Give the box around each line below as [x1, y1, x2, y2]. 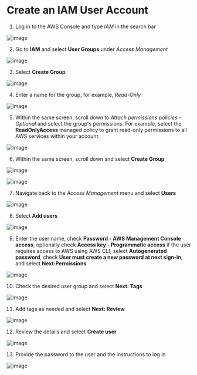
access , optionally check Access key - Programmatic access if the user [15, 241, 191, 248]
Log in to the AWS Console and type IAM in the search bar [15, 23, 156, 30]
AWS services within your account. [15, 133, 100, 140]
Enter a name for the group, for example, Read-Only [15, 91, 141, 98]
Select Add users [15, 212, 58, 219]
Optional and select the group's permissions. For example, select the [15, 120, 182, 127]
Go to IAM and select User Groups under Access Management [15, 45, 168, 53]
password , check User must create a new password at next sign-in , [15, 254, 183, 261]
